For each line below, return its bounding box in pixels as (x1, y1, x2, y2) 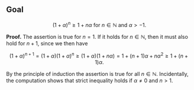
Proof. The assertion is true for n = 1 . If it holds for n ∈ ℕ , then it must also (6, 34, 188, 41)
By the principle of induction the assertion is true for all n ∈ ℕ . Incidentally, (6, 71, 189, 78)
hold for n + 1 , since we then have (6, 40, 88, 47)
